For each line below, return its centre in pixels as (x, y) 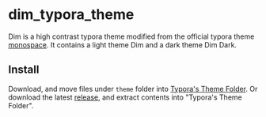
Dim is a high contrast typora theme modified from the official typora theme (131, 36)
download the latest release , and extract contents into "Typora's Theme (125, 97)
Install (24, 70)
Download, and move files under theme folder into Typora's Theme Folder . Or (133, 89)
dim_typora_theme (71, 15)
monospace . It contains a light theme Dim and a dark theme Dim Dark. (123, 44)
